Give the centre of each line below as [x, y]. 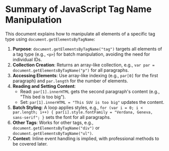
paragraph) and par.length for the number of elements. [70, 81]
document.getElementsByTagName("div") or [56, 128]
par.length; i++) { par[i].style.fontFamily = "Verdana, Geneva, [82, 112]
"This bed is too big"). [43, 97]
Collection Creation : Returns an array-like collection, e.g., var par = [83, 65]
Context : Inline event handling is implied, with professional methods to [86, 138]
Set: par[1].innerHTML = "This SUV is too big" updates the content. [92, 102]
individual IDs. [27, 59]
